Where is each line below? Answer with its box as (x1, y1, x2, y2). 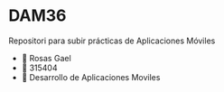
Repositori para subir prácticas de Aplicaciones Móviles (8, 35, 216, 46)
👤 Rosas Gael (21, 52, 71, 63)
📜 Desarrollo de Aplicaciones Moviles (21, 71, 161, 82)
